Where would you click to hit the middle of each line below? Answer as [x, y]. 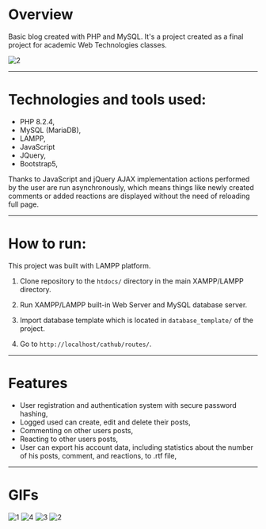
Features [38, 383]
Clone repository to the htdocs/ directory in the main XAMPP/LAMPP [131, 281]
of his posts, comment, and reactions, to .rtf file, [98, 455]
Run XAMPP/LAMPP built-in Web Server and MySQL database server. [133, 304]
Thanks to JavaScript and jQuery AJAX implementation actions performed [129, 179]
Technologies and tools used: [107, 100]
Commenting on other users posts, [76, 430]
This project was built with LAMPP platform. [80, 265]
